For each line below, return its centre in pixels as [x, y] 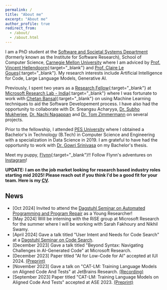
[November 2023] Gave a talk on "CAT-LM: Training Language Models [84, 266]
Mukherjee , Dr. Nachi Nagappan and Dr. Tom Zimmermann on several [77, 114]
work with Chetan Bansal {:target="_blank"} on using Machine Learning [78, 98]
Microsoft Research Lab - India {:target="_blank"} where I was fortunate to [81, 93]
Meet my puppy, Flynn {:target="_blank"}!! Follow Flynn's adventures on [79, 154]
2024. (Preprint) [29, 261]
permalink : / [19, 10]
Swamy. [20, 229]
